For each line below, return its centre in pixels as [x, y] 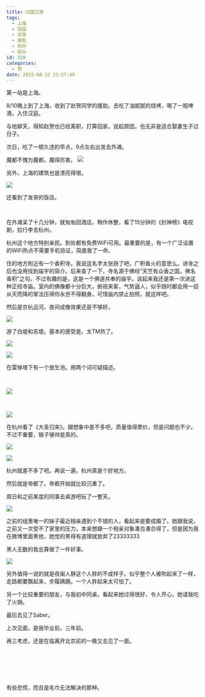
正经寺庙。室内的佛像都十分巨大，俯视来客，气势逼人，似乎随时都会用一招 [105, 286]
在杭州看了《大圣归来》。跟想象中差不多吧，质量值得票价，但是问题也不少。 [101, 427]
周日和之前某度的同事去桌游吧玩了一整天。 [60, 496]
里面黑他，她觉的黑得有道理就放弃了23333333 [81, 536]
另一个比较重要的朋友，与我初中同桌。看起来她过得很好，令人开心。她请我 [100, 594]
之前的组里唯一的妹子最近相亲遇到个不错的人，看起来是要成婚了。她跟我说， [103, 521]
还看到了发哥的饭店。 [33, 197]
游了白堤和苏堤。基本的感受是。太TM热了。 [61, 331]
